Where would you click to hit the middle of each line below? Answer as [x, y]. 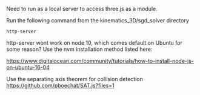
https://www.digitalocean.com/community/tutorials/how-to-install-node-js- [100, 61]
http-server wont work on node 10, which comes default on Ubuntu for [95, 43]
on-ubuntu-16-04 [28, 67]
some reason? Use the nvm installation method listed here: [79, 49]
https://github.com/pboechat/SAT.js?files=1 [60, 85]
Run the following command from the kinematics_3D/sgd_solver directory [98, 20]
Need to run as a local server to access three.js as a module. [82, 9]
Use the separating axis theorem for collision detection [75, 79]
